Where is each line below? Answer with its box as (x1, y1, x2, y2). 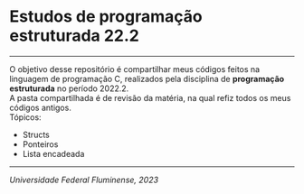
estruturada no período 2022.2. (9, 83, 129, 94)
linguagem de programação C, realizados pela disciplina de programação (9, 73, 285, 84)
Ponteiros (22, 138, 59, 150)
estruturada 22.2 (9, 25, 140, 46)
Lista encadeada (22, 148, 85, 159)
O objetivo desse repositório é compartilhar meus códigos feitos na (9, 63, 261, 74)
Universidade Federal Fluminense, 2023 (9, 174, 159, 185)
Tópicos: (9, 111, 43, 123)
